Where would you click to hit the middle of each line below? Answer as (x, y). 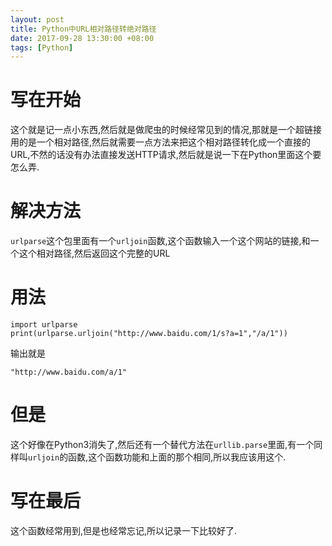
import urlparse (44, 325)
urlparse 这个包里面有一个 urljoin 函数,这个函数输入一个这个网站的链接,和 (160, 241)
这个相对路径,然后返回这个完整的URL (94, 253)
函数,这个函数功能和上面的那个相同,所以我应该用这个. (177, 457)
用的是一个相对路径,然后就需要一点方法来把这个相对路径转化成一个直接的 (161, 142)
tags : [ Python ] (42, 47)
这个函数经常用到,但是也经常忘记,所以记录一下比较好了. (124, 530)
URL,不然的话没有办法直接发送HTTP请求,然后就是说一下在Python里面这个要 (166, 155)
